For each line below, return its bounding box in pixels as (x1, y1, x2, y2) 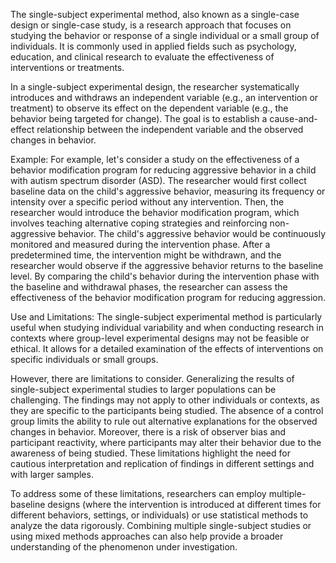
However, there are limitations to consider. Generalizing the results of (10, 373, 295, 384)
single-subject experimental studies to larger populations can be (10, 384, 277, 395)
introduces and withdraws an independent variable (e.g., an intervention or (10, 92, 319, 103)
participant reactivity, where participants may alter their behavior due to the (10, 437, 322, 448)
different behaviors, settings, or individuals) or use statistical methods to (10, 509, 309, 521)
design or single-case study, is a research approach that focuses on (10, 19, 292, 31)
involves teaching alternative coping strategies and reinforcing (10, 217, 268, 229)
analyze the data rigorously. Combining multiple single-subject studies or (10, 520, 312, 531)
